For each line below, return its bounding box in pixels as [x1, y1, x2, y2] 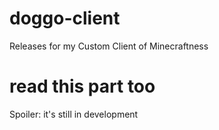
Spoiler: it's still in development [9, 108, 139, 120]
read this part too [9, 75, 156, 98]
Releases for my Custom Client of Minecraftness [9, 40, 209, 52]
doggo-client [9, 7, 121, 30]
